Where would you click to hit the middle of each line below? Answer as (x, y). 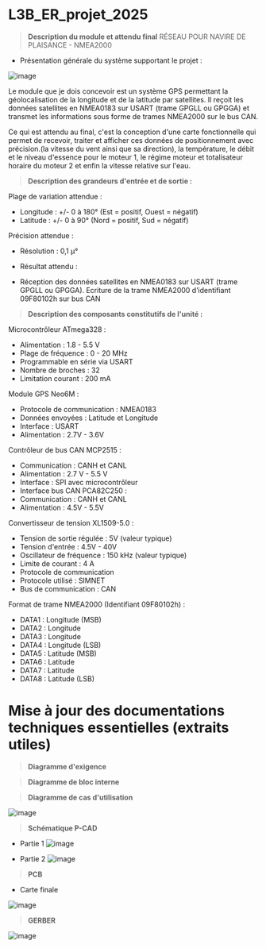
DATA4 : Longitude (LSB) (60, 645)
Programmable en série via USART (76, 361)
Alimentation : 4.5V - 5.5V (62, 507)
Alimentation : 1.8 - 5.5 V (60, 345)
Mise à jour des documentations (116, 711)
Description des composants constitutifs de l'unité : (115, 314)
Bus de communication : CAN (68, 588)
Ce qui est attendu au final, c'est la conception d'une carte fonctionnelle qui (132, 132)
